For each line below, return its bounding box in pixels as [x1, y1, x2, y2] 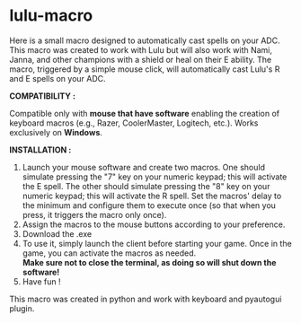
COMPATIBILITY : [9, 91, 76, 101]
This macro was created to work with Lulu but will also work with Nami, [9, 44, 272, 55]
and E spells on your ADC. [9, 73, 106, 83]
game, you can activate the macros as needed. [22, 248, 197, 258]
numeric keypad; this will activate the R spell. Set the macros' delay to [22, 190, 282, 201]
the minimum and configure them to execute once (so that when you [22, 199, 277, 211]
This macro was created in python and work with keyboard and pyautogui [9, 293, 282, 304]
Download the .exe [22, 228, 93, 239]
